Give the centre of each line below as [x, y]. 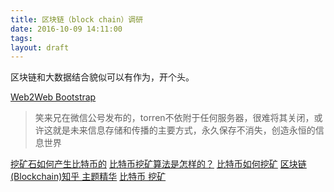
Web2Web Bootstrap [53, 97]
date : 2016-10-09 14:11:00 [66, 29]
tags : [21, 38]
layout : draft [40, 47]
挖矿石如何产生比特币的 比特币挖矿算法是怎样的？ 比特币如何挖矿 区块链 [158, 164]
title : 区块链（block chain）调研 [77, 19]
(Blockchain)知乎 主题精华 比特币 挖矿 [88, 177]
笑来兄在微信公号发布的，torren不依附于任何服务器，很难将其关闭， [174, 118]
